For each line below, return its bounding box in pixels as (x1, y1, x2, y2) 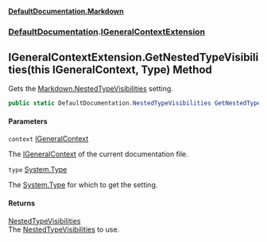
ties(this (8, 63, 50, 76)
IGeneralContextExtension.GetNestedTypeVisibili (8, 50, 259, 63)
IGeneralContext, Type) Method (52, 63, 213, 76)
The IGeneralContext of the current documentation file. (8, 149, 188, 159)
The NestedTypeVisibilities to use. (8, 225, 120, 234)
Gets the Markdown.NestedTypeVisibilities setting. (8, 84, 173, 94)
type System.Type (8, 165, 68, 175)
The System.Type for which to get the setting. (8, 180, 158, 190)
